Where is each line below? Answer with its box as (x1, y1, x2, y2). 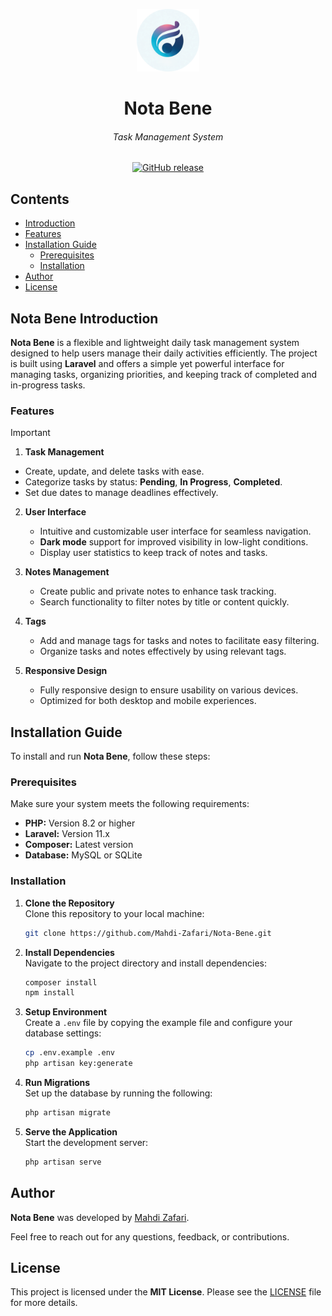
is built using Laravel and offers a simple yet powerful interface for (10, 358, 285, 370)
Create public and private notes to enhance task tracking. (39, 585, 277, 598)
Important (10, 427, 51, 439)
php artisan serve (24, 1157, 102, 1167)
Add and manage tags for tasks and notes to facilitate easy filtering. (39, 635, 320, 647)
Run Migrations (24, 1077, 91, 1089)
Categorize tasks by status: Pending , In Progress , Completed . (24, 476, 283, 488)
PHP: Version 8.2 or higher (24, 817, 136, 829)
